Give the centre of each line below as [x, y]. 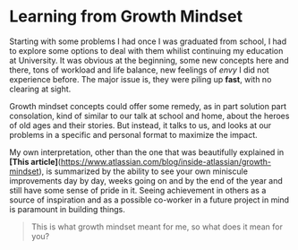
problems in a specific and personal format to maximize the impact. [133, 134]
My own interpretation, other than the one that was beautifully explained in [147, 152]
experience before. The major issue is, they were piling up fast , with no [140, 79]
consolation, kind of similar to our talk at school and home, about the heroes [149, 116]
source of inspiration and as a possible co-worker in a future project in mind [149, 200]
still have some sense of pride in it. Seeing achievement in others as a [138, 190]
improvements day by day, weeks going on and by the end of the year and [146, 180]
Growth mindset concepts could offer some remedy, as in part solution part [148, 106]
